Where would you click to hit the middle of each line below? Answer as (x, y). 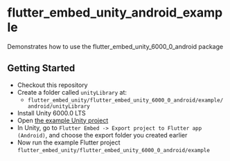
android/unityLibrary (59, 106)
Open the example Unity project (63, 120)
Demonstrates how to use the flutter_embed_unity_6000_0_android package (115, 46)
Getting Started (41, 68)
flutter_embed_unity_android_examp (115, 13)
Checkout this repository (52, 85)
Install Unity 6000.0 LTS (52, 113)
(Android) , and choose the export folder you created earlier (102, 135)
